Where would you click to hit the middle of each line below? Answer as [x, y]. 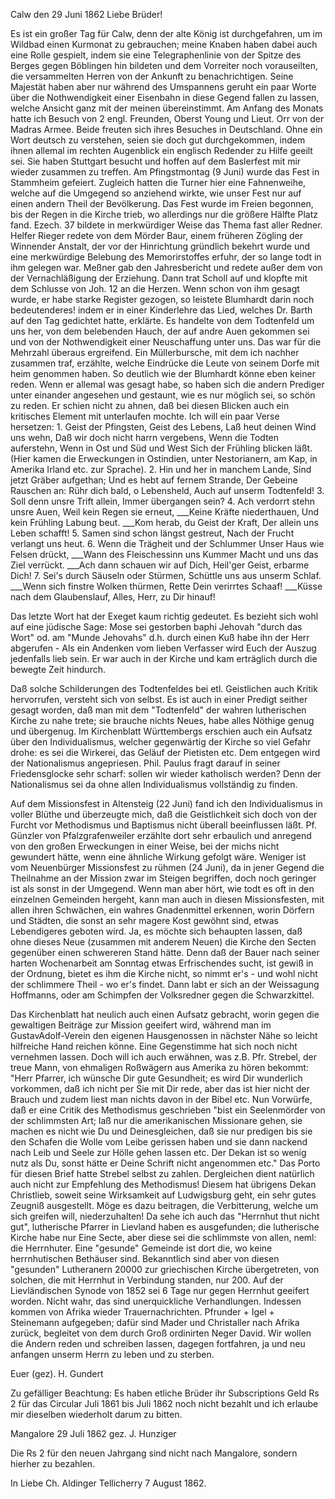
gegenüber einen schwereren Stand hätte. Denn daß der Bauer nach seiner [165, 952]
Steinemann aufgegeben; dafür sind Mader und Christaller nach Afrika [155, 1322]
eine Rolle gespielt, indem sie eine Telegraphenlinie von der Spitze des [156, 55]
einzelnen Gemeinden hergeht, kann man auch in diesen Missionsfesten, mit [167, 899]
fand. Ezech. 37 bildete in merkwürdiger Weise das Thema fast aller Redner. [166, 225]
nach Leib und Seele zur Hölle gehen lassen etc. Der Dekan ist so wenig [158, 1152]
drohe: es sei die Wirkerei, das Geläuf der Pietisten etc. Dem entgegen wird [165, 752]
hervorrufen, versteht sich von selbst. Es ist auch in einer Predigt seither [159, 699]
